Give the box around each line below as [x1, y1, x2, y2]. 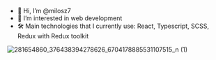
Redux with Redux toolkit [17, 32, 89, 40]
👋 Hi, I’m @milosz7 [17, 7, 72, 15]
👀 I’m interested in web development [17, 14, 123, 22]
